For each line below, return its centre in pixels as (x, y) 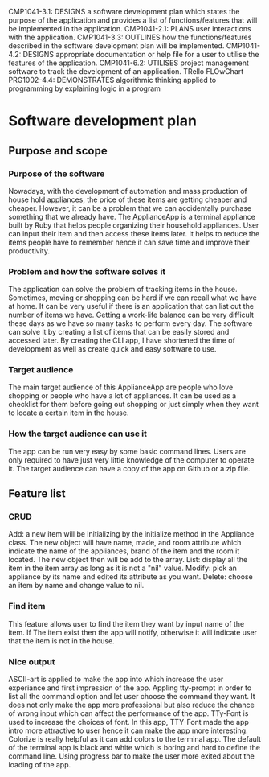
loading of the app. (40, 765)
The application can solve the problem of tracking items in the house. (123, 290)
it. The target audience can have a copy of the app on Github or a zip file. (129, 468)
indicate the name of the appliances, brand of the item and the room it (124, 551)
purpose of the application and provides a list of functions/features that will (133, 20)
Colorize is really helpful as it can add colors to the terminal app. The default (134, 739)
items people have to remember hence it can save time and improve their (129, 242)
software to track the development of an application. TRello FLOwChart (126, 71)
